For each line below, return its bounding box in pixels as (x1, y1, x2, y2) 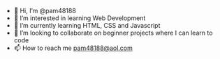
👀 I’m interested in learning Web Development (13, 14, 146, 22)
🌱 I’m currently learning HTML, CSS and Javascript (13, 22, 161, 29)
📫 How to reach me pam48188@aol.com (13, 44, 133, 52)
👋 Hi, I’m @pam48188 (13, 7, 77, 15)
